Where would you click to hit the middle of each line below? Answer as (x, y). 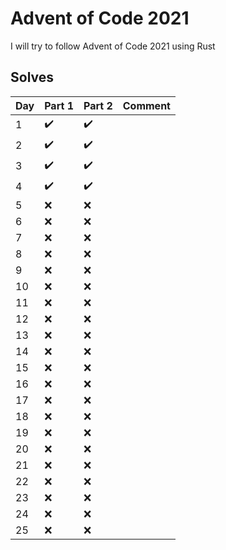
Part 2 (98, 105)
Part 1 (59, 105)
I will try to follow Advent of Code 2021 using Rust (113, 46)
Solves (32, 77)
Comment (146, 105)
